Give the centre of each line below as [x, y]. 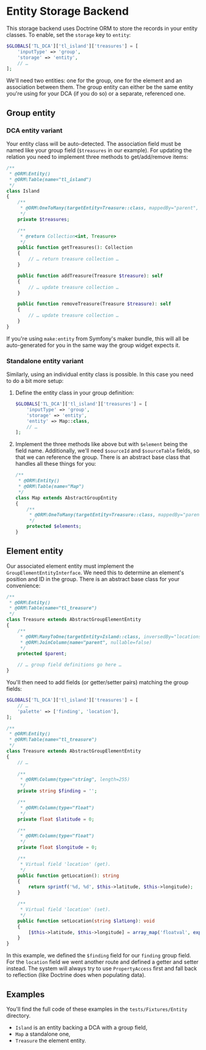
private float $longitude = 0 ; [57, 847]
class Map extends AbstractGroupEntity [66, 498]
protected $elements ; [54, 527]
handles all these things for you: [55, 464]
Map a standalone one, [43, 1034]
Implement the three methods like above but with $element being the [101, 444]
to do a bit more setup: [35, 381]
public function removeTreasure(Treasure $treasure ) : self [94, 304]
